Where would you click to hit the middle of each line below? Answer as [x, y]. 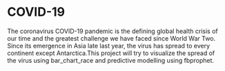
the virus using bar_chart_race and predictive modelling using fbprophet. [111, 60]
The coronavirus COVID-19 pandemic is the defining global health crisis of [113, 31]
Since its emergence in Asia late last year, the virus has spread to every [109, 45]
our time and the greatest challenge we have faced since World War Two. [111, 38]
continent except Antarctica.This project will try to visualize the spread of [111, 53]
